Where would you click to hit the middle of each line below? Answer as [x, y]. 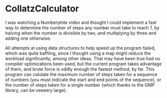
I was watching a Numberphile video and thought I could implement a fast [81, 22]
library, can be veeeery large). [36, 90]
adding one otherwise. [28, 38]
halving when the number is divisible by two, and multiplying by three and [81, 33]
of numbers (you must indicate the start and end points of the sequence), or [83, 80]
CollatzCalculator [42, 9]
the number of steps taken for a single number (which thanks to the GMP [80, 85]
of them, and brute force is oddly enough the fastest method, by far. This [80, 69]
